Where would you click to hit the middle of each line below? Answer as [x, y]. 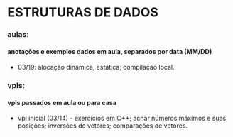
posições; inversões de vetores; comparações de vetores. [103, 126]
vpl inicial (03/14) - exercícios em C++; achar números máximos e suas [122, 119]
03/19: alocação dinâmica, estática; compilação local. [96, 67]
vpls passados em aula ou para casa [62, 102]
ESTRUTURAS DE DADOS [83, 12]
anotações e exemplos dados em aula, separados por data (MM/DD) [110, 51]
